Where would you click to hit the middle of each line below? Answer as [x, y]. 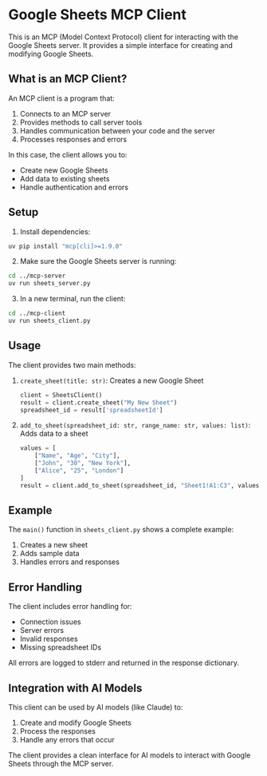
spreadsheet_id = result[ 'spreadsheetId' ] [91, 410]
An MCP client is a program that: [62, 98]
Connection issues [50, 622]
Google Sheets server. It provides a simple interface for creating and [120, 45]
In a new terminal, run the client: [73, 299]
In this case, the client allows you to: [68, 154]
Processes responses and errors [73, 139]
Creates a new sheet [54, 545]
